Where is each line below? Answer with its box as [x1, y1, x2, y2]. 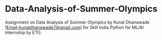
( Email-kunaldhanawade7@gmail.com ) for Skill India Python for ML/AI [5, 24, 144, 30]
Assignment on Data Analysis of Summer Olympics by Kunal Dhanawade [5, 19, 150, 25]
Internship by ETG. [5, 29, 42, 35]
